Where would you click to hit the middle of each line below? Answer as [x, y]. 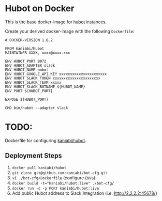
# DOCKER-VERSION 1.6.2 [29, 40]
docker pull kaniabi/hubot [39, 168]
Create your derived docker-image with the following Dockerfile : [70, 31]
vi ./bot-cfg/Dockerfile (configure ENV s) [54, 178]
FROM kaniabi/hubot [25, 48]
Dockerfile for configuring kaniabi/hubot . [45, 140]
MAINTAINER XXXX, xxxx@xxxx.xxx [37, 53]
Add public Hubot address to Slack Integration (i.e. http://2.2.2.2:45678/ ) [84, 193]
